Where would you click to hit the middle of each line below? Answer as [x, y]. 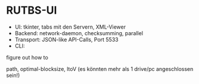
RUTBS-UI [32, 10]
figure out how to [27, 57]
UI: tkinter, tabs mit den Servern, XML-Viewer [70, 27]
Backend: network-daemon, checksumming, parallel [79, 33]
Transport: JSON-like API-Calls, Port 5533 [66, 39]
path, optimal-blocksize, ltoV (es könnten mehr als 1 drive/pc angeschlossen [100, 69]
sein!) [13, 75]
